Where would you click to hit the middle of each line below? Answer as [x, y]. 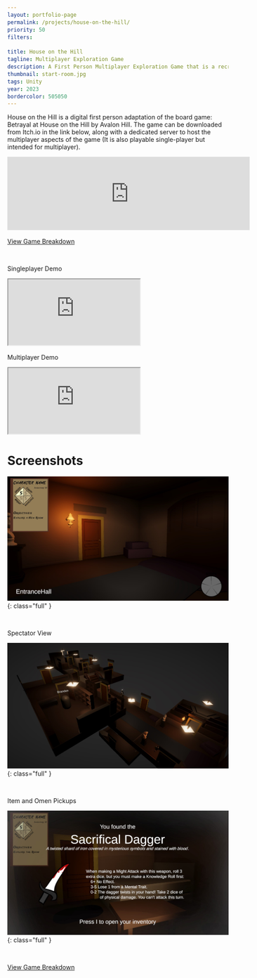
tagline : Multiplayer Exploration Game [66, 60]
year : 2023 [23, 89]
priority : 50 [26, 30]
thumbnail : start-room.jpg [47, 74]
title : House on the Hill [45, 52]
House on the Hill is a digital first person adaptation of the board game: [110, 117]
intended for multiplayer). [44, 147]
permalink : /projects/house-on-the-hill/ [69, 22]
